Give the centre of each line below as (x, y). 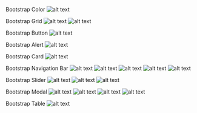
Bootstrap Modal (26, 92)
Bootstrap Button (27, 33)
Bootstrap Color (25, 9)
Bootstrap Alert (25, 45)
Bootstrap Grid (24, 21)
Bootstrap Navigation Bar (37, 68)
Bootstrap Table (26, 104)
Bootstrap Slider (26, 80)
